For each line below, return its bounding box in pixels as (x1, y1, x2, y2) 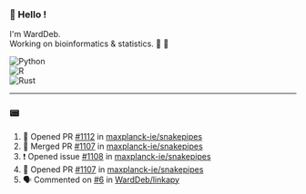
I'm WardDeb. (9, 29, 61, 40)
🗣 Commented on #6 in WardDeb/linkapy (22, 174, 180, 185)
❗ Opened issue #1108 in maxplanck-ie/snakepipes (22, 150, 211, 161)
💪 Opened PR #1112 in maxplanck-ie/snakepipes (22, 131, 203, 141)
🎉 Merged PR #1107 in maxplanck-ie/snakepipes (22, 141, 203, 151)
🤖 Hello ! (9, 8, 47, 21)
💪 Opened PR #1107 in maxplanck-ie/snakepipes (22, 163, 204, 175)
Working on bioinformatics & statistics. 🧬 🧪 (9, 38, 169, 49)
